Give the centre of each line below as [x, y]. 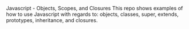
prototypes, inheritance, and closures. [52, 20]
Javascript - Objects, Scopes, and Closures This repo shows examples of [94, 8]
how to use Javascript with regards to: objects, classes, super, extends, [92, 14]
